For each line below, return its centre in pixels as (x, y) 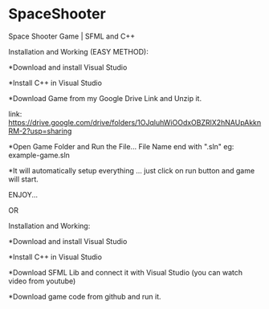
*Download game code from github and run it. (85, 296)
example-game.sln (39, 155)
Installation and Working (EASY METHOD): (78, 51)
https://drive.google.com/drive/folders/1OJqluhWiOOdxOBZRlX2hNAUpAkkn (135, 122)
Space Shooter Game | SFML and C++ (71, 36)
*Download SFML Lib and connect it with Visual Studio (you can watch (126, 272)
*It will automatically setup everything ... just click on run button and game (132, 170)
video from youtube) (42, 281)
